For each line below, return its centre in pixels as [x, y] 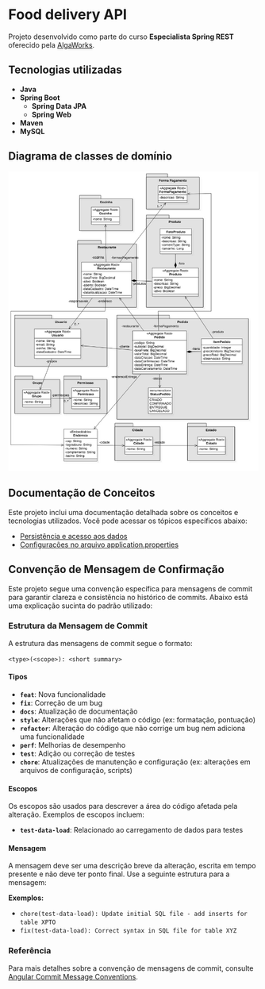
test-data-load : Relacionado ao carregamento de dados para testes [131, 830]
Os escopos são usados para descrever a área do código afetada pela [123, 806]
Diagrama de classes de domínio [90, 156]
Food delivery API [67, 15]
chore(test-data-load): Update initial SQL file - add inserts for [133, 914]
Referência [30, 951]
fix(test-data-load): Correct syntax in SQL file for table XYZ [128, 931]
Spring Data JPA [59, 106]
